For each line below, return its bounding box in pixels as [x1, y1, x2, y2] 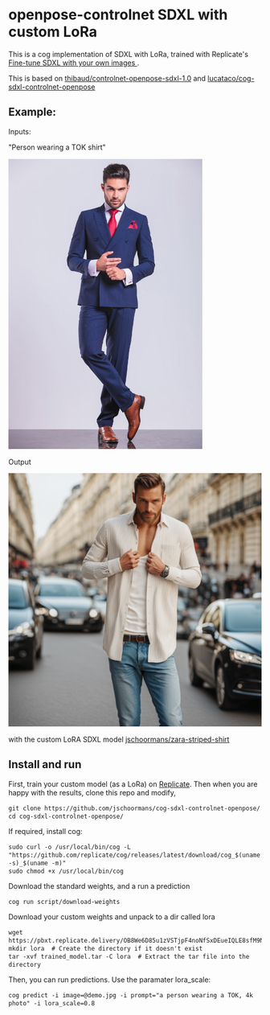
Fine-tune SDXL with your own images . [8, 58, 140, 68]
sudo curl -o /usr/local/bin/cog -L [8, 843, 131, 851]
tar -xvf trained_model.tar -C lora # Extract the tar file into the [8, 952, 250, 960]
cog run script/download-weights [8, 898, 121, 906]
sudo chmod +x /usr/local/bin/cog [8, 867, 125, 875]
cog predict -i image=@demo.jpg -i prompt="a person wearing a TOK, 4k [8, 991, 253, 999]
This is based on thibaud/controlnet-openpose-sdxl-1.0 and [8, 73, 207, 83]
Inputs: [8, 126, 31, 136]
